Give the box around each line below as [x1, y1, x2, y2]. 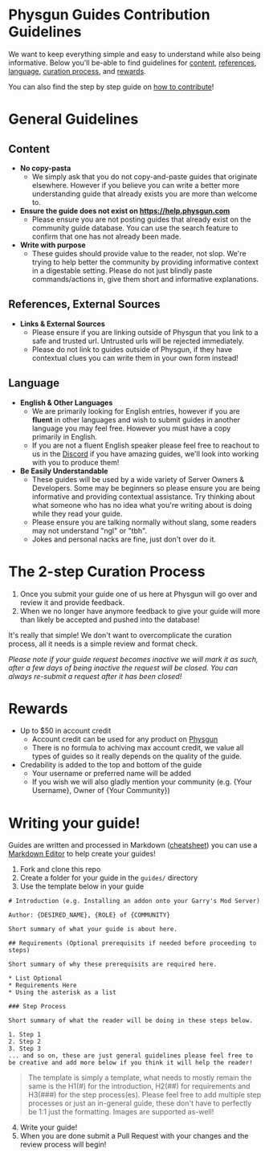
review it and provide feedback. [19, 597, 125, 607]
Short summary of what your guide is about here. [8, 926, 178, 934]
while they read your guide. [31, 509, 123, 518]
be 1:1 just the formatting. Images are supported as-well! [27, 1107, 214, 1117]
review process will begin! [19, 1139, 107, 1150]
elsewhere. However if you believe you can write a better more [31, 180, 239, 190]
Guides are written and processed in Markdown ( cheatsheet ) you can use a [8, 840, 258, 850]
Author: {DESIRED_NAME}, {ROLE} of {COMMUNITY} [8, 911, 171, 919]
